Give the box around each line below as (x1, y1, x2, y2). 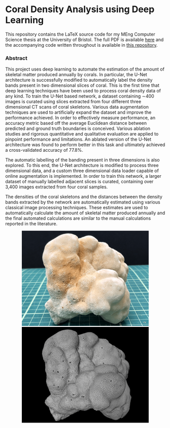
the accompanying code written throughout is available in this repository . (5, 42, 158, 48)
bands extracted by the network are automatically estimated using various (5, 199, 161, 205)
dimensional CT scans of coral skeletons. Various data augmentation (5, 104, 149, 110)
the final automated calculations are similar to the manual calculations (5, 215, 151, 221)
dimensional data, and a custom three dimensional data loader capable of (5, 168, 159, 174)
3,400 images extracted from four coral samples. (5, 184, 108, 190)
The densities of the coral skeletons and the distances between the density (5, 194, 162, 200)
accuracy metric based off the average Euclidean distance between (5, 120, 147, 126)
